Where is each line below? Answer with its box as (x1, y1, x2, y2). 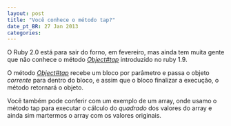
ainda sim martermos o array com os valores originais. (7, 112, 162, 120)
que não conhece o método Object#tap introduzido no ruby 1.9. (7, 56, 188, 64)
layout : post (7, 10, 45, 17)
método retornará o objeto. (7, 83, 84, 92)
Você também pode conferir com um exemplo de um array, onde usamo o (7, 97, 217, 105)
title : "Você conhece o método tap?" (7, 17, 116, 23)
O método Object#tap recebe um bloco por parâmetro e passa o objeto (7, 69, 210, 77)
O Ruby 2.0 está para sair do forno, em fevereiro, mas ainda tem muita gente (7, 48, 225, 56)
